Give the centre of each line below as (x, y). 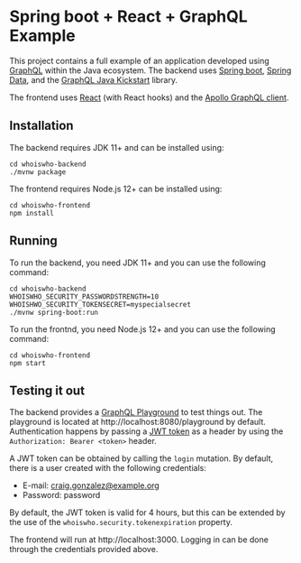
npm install (32, 213)
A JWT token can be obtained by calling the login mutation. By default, (141, 458)
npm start (28, 363)
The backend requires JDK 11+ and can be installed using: (117, 147)
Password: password (61, 495)
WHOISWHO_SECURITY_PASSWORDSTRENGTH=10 (84, 296)
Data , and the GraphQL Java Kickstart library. (94, 79)
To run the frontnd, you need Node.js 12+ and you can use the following (143, 329)
